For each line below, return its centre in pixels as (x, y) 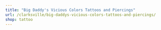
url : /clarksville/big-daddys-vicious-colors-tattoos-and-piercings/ (81, 15)
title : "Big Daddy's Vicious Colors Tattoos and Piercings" (71, 10)
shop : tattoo (19, 19)
